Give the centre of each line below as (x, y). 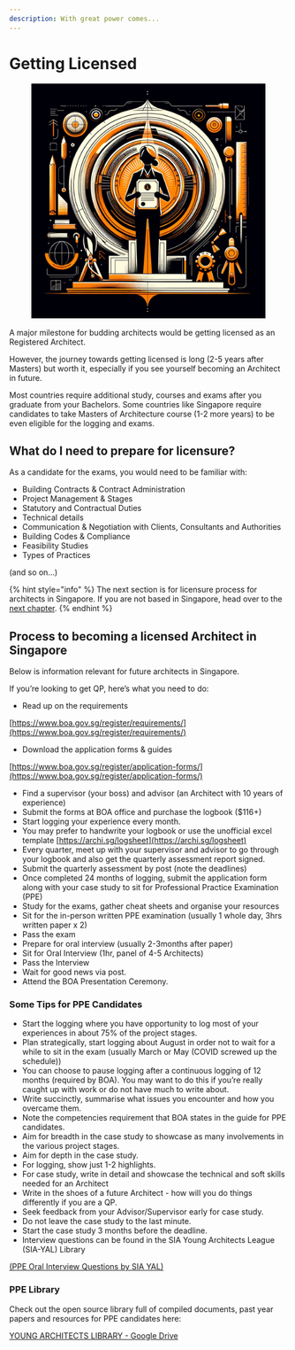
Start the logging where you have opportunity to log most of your (140, 1024)
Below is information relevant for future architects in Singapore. (125, 671)
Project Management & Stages (77, 499)
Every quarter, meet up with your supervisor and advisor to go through (151, 850)
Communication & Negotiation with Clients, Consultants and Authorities (151, 527)
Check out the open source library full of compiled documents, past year (141, 1309)
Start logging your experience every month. (101, 822)
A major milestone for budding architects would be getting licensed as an (142, 332)
